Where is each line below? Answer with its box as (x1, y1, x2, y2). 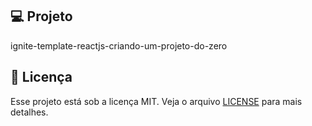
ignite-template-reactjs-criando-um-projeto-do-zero (10, 39, 228, 52)
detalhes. (10, 106, 49, 118)
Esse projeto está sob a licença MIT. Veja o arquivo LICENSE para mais (10, 95, 303, 107)
